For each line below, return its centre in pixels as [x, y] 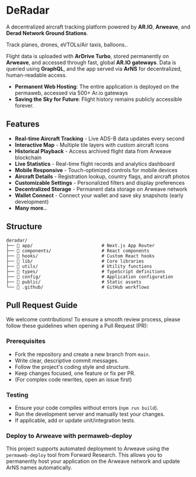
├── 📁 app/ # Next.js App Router [81, 245]
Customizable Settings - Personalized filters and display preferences [100, 182]
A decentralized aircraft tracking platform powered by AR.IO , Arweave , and [98, 27]
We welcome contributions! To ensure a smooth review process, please [93, 320]
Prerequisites [26, 341]
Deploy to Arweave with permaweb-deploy [69, 435]
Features [23, 124]
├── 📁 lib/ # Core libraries [75, 261]
